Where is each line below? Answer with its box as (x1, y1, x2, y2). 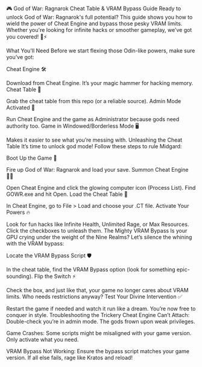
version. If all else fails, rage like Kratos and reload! (6, 354, 133, 361)
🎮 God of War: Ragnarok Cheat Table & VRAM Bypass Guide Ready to (6, 5, 181, 12)
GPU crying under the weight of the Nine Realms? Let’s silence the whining (6, 234, 192, 240)
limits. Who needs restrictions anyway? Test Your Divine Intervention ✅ (6, 293, 183, 300)
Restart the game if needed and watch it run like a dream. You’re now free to (6, 305, 196, 312)
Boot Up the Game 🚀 (6, 154, 57, 162)
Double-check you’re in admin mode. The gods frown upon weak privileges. (6, 318, 195, 325)
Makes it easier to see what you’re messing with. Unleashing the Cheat (6, 136, 183, 143)
